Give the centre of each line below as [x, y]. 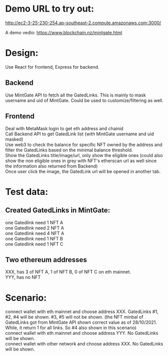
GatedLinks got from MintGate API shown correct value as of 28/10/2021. [81, 322]
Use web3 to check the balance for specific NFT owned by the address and [84, 144]
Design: [22, 53]
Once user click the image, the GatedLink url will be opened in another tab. [83, 171]
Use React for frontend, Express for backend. [52, 67]
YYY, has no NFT [23, 277]
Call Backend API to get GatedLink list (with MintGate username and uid [80, 134]
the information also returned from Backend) [51, 166]
